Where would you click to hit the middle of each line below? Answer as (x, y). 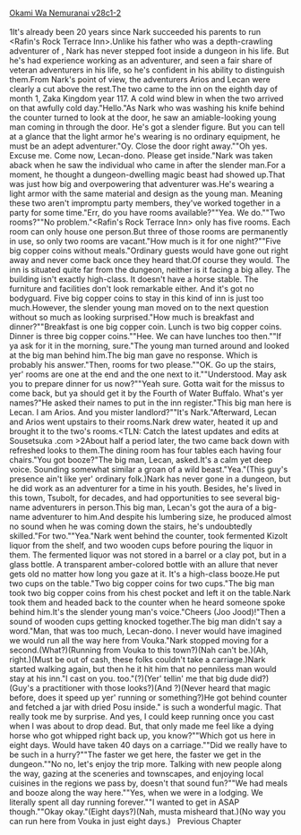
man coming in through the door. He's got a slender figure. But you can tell (147, 127)
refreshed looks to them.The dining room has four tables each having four (146, 450)
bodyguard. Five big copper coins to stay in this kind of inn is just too (137, 298)
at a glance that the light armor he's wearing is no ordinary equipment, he (145, 136)
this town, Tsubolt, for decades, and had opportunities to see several (136, 498)
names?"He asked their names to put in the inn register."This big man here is (150, 403)
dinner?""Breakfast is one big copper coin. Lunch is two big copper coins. (146, 327)
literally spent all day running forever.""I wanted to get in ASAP (125, 802)
